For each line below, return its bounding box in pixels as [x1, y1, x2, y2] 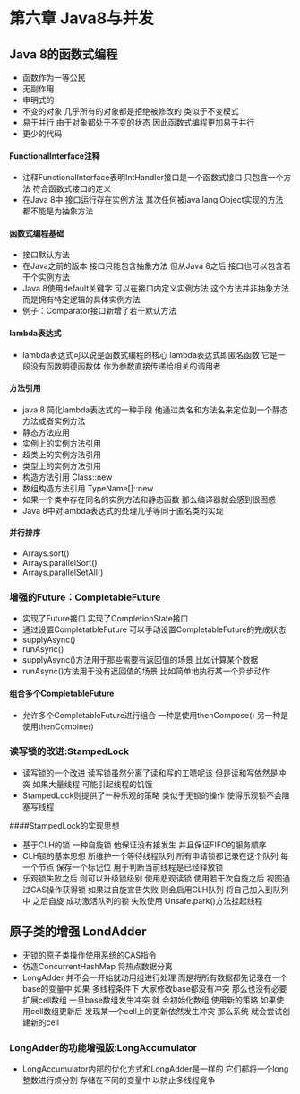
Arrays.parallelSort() [21, 558, 98, 569]
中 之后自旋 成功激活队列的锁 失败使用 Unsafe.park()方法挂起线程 [21, 895, 263, 906]
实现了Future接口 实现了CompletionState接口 [21, 613, 189, 624]
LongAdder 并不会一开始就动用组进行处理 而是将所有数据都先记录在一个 [21, 972, 288, 983]
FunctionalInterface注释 [9, 150, 100, 161]
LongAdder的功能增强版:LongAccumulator [9, 1041, 197, 1054]
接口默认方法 [21, 249, 70, 260]
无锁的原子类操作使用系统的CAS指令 [21, 950, 157, 960]
